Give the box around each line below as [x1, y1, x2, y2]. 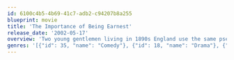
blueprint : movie [7, 17, 58, 23]
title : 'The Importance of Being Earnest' [7, 23, 132, 30]
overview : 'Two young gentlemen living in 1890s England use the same [7, 36, 217, 43]
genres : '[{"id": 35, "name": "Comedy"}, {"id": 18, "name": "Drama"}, [7, 42, 219, 49]
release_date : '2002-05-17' [7, 29, 89, 37]
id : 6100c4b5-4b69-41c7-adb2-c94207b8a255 [7, 10, 132, 17]
